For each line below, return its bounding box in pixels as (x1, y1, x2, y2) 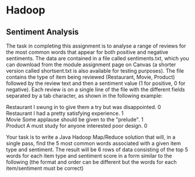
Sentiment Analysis (6, 27, 79, 37)
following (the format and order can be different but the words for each (6, 159, 177, 165)
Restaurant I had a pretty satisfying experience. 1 (6, 110, 124, 117)
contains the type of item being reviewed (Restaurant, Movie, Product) (6, 74, 175, 80)
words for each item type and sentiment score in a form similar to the (6, 152, 172, 159)
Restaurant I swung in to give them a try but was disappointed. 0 (6, 104, 162, 110)
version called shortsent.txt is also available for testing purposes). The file (6, 67, 184, 74)
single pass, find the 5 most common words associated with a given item (6, 140, 181, 147)
